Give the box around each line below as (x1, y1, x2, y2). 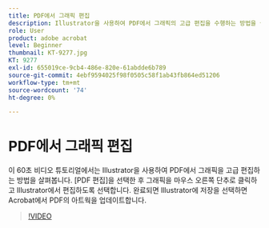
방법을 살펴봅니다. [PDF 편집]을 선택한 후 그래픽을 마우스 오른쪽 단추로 (16, 175, 236, 185)
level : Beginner (8, 42, 62, 50)
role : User (8, 26, 45, 34)
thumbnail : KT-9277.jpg (8, 49, 88, 57)
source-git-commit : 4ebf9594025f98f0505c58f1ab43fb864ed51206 (8, 71, 220, 79)
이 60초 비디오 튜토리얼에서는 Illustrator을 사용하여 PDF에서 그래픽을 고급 (8, 166, 239, 175)
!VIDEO (27, 211, 52, 221)
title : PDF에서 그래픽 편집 (8, 11, 90, 20)
